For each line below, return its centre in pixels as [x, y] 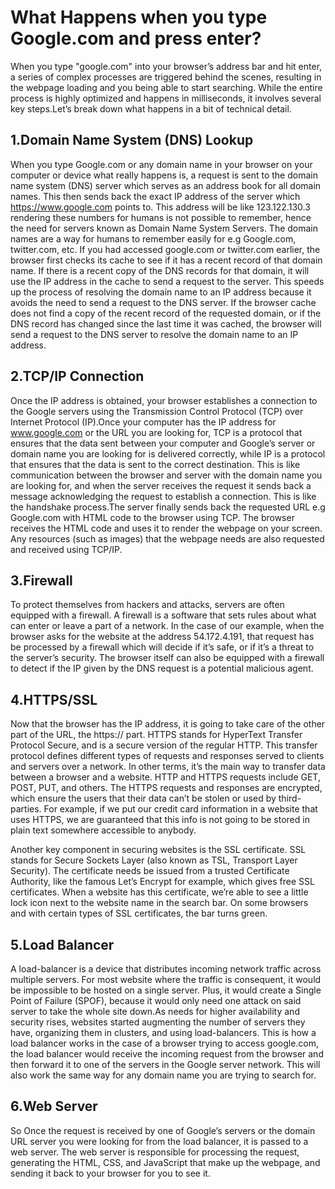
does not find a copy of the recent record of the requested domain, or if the [166, 313]
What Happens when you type [139, 17]
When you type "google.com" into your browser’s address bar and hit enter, [166, 66]
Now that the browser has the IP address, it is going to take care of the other [168, 724]
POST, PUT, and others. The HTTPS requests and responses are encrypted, [166, 788]
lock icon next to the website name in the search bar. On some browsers [159, 903]
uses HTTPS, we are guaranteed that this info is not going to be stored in [160, 820]
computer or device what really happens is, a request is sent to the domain [164, 175]
